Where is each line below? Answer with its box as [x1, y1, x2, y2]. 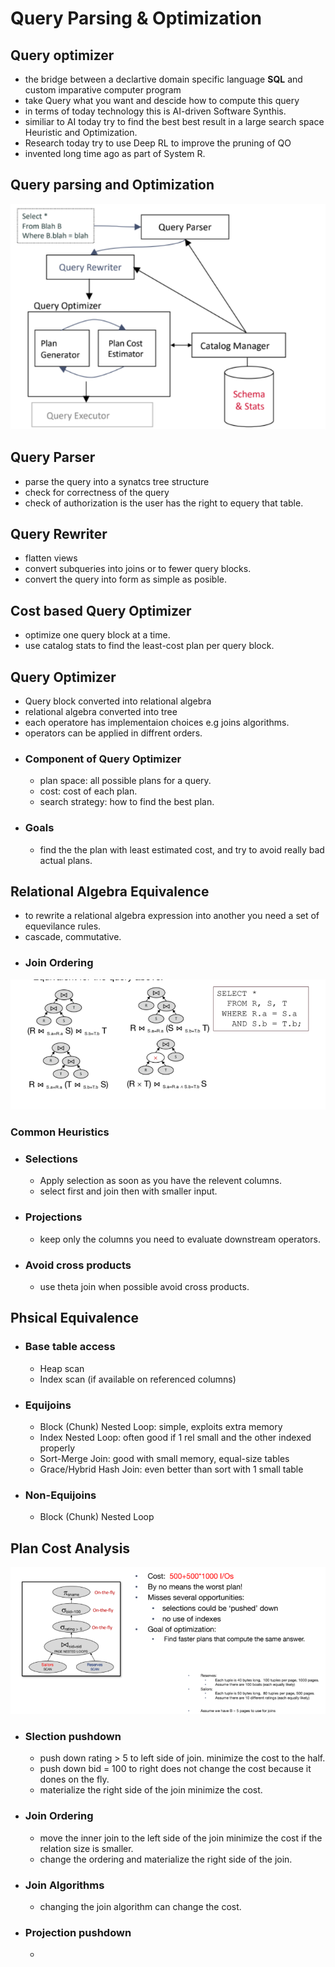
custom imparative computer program [24, 84, 182, 96]
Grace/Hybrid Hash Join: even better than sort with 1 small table [39, 1463, 304, 1475]
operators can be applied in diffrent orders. [24, 727, 203, 739]
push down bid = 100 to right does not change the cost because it [39, 1763, 312, 1775]
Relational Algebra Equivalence [10, 883, 210, 901]
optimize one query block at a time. [24, 629, 171, 641]
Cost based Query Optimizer [10, 602, 192, 619]
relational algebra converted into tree [24, 706, 178, 718]
